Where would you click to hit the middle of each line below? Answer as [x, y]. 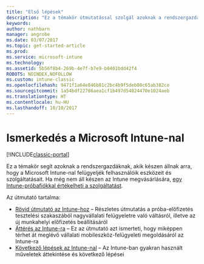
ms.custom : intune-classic [40, 80]
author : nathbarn [28, 29]
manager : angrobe [28, 35]
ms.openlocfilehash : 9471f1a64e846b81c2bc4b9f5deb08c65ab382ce [88, 86]
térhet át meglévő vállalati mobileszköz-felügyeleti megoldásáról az [99, 235]
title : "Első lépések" [35, 12]
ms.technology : [25, 63]
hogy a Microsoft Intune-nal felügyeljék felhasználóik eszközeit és [89, 173]
